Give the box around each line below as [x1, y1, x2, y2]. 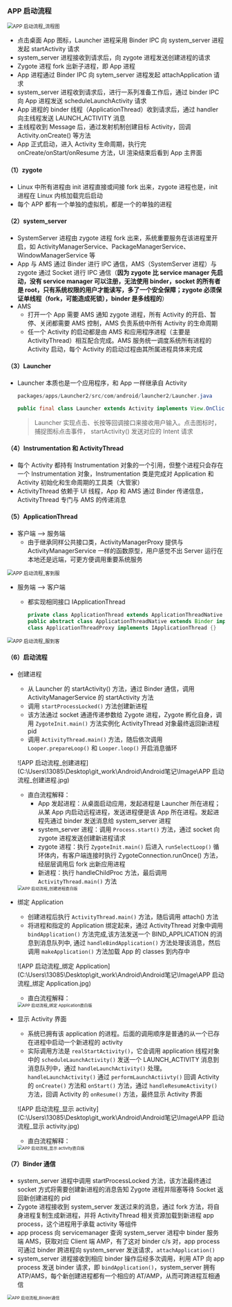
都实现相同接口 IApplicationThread [27, 597, 126, 606]
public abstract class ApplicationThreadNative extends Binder [27, 618, 214, 624]
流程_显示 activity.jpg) [17, 1121, 80, 1130]
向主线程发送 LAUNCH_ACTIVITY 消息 [17, 114, 126, 123]
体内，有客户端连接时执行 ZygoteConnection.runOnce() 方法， [43, 851, 222, 859]
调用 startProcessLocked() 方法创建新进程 [27, 701, 148, 710]
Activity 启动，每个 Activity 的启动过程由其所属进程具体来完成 [27, 345, 203, 353]
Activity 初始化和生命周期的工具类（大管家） [17, 478, 144, 486]
